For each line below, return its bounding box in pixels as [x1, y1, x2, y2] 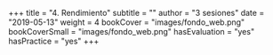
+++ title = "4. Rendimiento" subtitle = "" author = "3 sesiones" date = [8, 8, 265, 18]
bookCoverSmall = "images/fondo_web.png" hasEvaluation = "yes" [8, 27, 255, 36]
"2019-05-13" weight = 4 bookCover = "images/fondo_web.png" [8, 17, 245, 27]
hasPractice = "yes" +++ [8, 35, 100, 46]
